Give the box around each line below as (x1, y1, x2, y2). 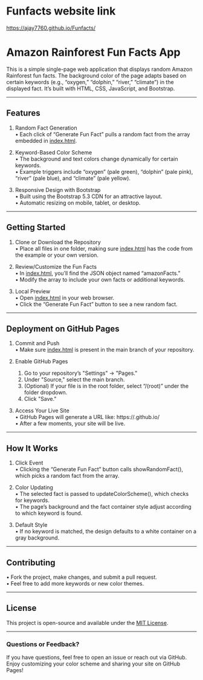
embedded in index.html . (14, 137, 77, 144)
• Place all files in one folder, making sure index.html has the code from (14, 245, 193, 252)
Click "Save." (24, 395, 57, 403)
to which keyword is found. (14, 510, 83, 517)
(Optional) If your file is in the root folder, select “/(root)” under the (24, 383, 189, 390)
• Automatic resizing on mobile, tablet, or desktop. (14, 199, 141, 206)
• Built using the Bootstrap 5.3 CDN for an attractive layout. (14, 193, 163, 200)
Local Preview (14, 288, 50, 295)
